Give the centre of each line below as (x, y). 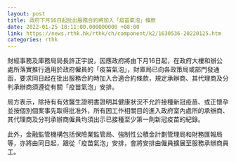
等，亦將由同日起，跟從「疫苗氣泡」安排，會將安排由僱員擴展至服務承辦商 (115, 143)
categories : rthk (33, 40)
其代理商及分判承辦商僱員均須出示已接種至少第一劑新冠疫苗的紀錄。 (106, 119)
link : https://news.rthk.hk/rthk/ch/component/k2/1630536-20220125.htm (114, 33)
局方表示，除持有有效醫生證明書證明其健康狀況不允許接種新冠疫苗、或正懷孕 (118, 102)
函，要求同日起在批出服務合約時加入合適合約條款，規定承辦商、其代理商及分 (118, 79)
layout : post (26, 14)
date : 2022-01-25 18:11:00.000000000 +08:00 (73, 27)
